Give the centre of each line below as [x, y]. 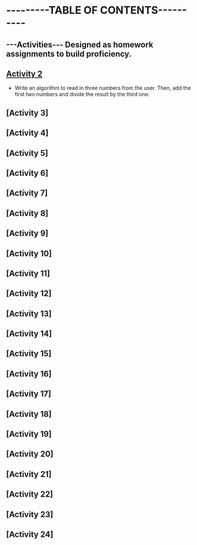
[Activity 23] [30, 514]
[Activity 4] [27, 133]
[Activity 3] [27, 113]
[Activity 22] [30, 495]
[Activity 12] [29, 294]
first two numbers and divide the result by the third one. [82, 94]
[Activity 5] [27, 153]
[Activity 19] [29, 434]
